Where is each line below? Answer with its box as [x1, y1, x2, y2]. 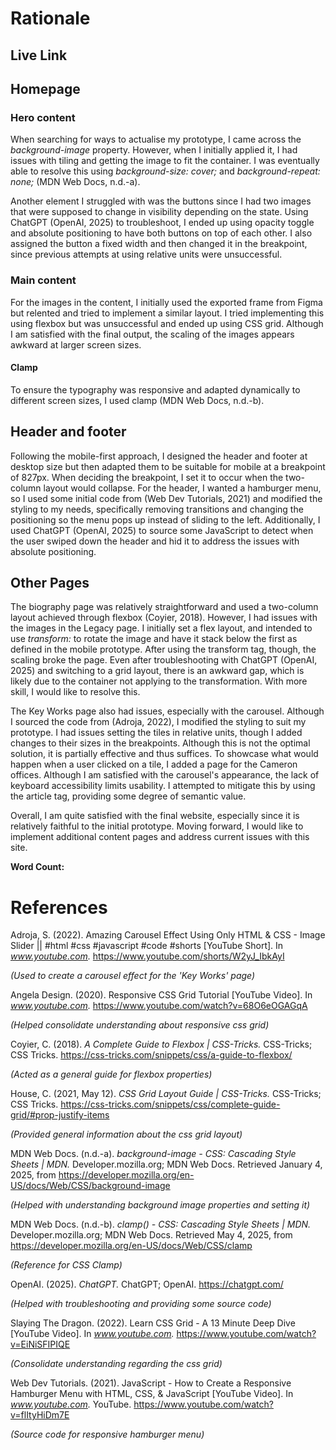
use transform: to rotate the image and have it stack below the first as [10, 633, 298, 645]
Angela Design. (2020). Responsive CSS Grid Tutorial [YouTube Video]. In [10, 989, 313, 1001]
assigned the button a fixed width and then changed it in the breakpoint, [10, 238, 308, 250]
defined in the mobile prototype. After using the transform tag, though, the [10, 643, 317, 656]
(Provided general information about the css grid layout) [10, 1128, 243, 1141]
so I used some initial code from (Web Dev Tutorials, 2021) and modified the [10, 492, 323, 504]
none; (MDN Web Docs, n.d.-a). [10, 176, 141, 188]
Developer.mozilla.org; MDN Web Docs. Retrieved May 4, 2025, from [10, 1229, 293, 1241]
